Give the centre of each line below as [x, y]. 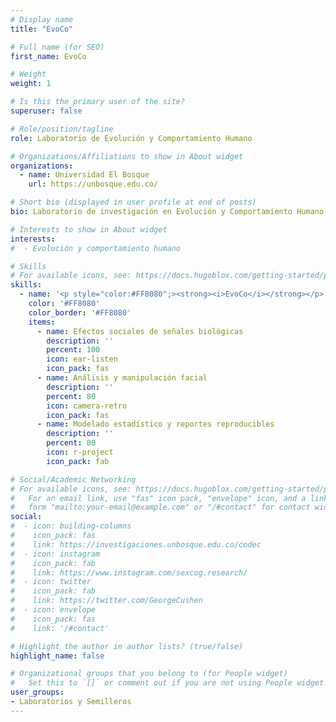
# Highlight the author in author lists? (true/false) [127, 646]
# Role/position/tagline [62, 129]
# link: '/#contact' [60, 628]
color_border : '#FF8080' [80, 312]
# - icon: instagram [55, 554]
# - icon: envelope [53, 610]
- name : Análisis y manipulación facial [122, 378]
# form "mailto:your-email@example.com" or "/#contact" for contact [160, 507]
